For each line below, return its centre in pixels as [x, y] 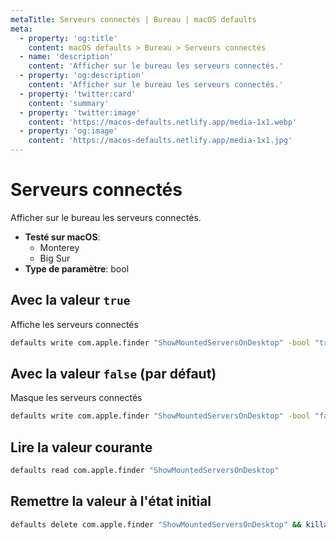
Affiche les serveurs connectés [74, 324]
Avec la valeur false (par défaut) [113, 374]
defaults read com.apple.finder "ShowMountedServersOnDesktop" [145, 471]
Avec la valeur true [70, 300]
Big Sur [55, 258]
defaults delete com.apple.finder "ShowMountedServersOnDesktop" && [156, 524]
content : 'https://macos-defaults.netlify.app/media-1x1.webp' [163, 122]
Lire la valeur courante [81, 447]
